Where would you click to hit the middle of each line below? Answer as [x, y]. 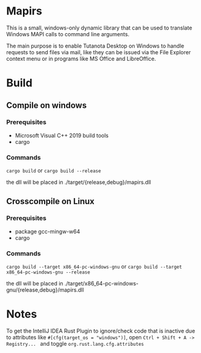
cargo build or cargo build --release [54, 170]
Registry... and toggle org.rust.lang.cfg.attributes [75, 344]
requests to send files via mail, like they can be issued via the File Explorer [99, 52]
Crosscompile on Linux [50, 201]
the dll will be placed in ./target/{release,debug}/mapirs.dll [79, 183]
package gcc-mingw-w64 [47, 231]
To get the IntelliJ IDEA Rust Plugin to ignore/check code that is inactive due [101, 331]
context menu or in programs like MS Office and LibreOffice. [81, 58]
